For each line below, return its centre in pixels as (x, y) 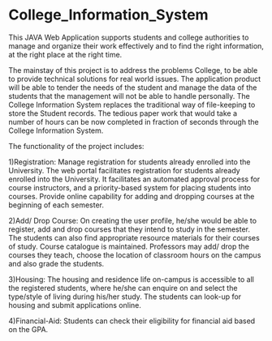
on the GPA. (28, 329)
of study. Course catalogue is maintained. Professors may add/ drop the (129, 246)
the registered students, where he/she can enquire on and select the (123, 288)
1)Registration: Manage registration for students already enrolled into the (130, 162)
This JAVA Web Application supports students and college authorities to (129, 37)
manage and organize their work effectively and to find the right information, (136, 45)
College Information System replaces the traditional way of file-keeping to (132, 104)
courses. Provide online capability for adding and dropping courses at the (132, 196)
